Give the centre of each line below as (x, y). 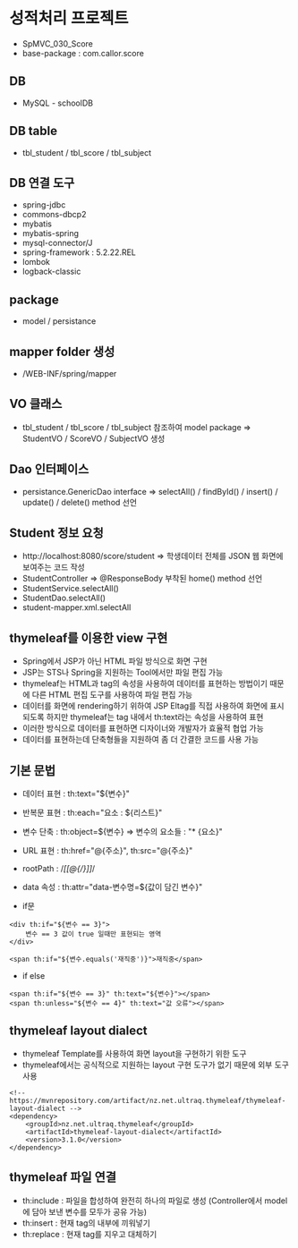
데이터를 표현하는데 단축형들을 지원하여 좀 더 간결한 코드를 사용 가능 (140, 740)
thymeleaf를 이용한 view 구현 (89, 637)
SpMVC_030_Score (58, 43)
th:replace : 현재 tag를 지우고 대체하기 (89, 1234)
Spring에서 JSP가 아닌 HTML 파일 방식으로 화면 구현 (115, 661)
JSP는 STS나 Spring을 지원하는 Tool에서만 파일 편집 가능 (123, 673)
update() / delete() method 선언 (79, 502)
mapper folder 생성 (62, 351)
